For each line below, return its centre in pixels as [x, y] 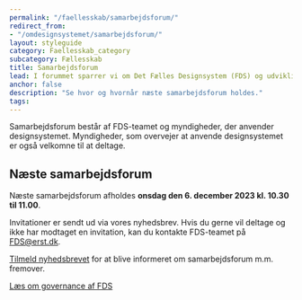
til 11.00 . [25, 205]
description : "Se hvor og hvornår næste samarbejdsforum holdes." [136, 93]
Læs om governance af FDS [61, 286]
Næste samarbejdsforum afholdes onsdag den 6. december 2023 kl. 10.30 [149, 196]
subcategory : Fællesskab [56, 59]
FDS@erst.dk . [35, 242]
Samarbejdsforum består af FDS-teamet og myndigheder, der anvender [142, 127]
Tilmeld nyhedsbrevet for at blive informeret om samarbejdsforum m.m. [142, 259]
